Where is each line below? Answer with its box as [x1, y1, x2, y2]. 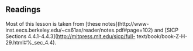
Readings [5, 5, 41, 15]
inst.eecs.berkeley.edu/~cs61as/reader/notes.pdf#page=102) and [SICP [5, 26, 179, 33]
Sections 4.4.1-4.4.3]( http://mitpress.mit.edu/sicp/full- [5, 32, 136, 40]
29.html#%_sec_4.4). [5, 39, 57, 46]
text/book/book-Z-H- [136, 32, 188, 40]
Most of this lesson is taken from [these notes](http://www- [5, 20, 150, 27]
